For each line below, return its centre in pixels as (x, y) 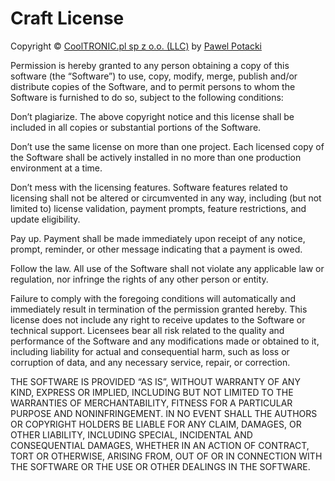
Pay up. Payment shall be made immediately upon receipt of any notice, (158, 238)
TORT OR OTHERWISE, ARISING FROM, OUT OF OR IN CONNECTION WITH (166, 456)
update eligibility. (45, 219)
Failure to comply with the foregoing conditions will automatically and (153, 298)
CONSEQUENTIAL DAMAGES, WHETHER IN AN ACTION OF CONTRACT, (160, 445)
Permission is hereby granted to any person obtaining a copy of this (150, 65)
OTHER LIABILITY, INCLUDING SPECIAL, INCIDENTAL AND (131, 434)
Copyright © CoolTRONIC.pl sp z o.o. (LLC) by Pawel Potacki (136, 46)
